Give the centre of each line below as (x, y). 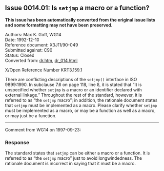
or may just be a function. (31, 116)
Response (17, 142)
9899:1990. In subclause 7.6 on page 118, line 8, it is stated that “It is (73, 85)
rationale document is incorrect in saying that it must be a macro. (70, 164)
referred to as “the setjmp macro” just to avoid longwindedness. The (74, 158)
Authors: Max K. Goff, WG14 (33, 34)
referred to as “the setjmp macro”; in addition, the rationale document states (81, 100)
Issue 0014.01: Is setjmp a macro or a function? (77, 8)
